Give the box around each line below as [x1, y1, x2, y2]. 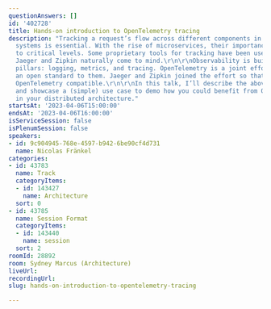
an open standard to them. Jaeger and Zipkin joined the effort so [15, 72, 248, 80]
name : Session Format [15, 215, 89, 223]
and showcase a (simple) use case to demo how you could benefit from [15, 86, 258, 95]
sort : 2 [15, 244, 42, 253]
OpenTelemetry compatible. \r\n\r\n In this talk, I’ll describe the [15, 79, 248, 87]
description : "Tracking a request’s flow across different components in [8, 34, 262, 43]
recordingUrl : [8, 274, 56, 282]
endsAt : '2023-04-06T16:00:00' [8, 110, 114, 118]
